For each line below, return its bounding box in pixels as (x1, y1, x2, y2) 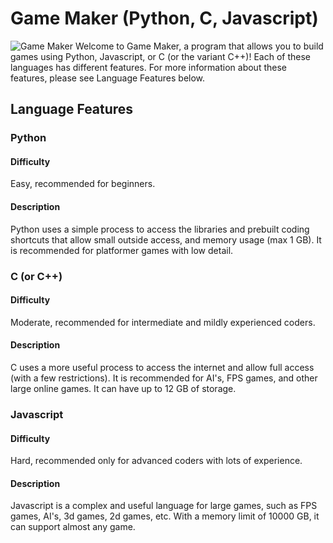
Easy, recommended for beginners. (10, 178, 156, 190)
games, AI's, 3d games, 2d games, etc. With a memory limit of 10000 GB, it (10, 510, 320, 522)
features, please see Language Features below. (10, 72, 206, 84)
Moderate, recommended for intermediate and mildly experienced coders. (10, 316, 316, 328)
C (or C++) (10, 269, 63, 283)
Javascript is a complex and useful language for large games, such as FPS (10, 500, 318, 512)
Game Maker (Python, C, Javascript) (10, 7, 319, 30)
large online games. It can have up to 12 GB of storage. (10, 382, 237, 394)
